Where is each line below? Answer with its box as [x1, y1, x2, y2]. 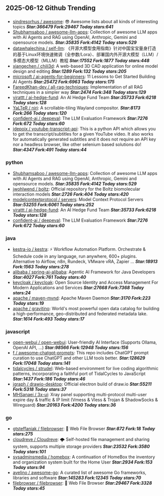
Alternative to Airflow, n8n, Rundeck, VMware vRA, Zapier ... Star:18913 [12, 258, 158, 264]
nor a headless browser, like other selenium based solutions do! [12, 142, 141, 147]
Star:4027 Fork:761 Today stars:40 [12, 274, 86, 280]
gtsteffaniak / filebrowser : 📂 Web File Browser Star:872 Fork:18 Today [12, 425, 156, 432]
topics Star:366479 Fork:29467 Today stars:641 [12, 24, 114, 30]
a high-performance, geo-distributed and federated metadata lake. [12, 311, 148, 317]
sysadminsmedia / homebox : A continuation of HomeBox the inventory [12, 454, 156, 460]
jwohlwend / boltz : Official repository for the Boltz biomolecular [12, 186, 141, 192]
